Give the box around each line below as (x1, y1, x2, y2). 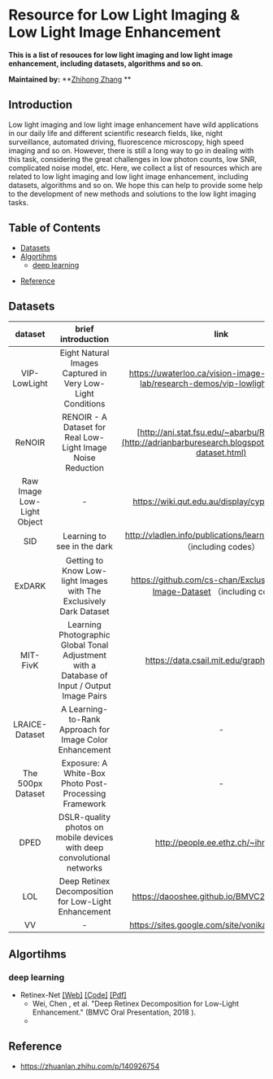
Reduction (64, 463, 104, 474)
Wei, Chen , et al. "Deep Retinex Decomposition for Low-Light (32, 999, 240, 1009)
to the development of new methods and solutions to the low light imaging (8, 189, 257, 199)
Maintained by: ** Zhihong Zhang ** (8, 74, 132, 84)
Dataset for (63, 422, 106, 433)
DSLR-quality (58, 812, 111, 823)
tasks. (8, 197, 29, 207)
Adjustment (62, 650, 107, 661)
